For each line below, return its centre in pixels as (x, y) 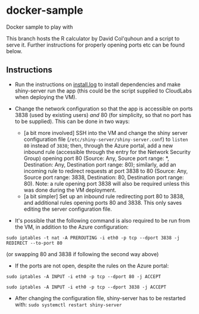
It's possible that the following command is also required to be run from (102, 220)
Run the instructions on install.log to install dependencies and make (97, 84)
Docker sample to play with (40, 27)
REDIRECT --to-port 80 (34, 243)
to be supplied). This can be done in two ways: (72, 121)
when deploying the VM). (46, 97)
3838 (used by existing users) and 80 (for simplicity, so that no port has (103, 115)
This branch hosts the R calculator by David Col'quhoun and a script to (93, 38)
